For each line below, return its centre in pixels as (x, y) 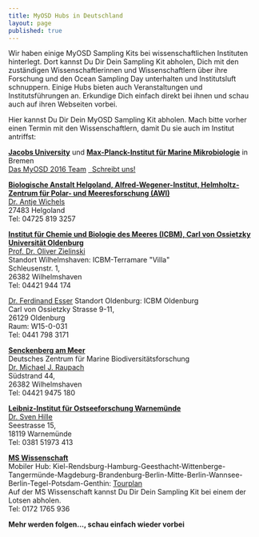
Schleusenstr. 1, (34, 268)
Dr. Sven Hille (31, 417)
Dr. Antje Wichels (37, 202)
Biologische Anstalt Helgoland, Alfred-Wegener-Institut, (104, 185)
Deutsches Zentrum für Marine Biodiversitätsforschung (99, 359)
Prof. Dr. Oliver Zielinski (47, 251)
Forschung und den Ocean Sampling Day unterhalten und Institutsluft (122, 79)
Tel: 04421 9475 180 (42, 393)
